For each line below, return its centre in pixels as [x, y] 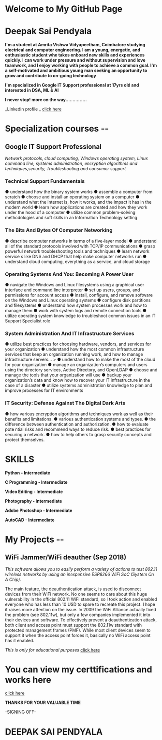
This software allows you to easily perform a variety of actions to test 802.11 [81, 569]
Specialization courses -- [57, 129]
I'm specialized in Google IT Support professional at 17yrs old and [72, 85]
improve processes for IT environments [44, 390]
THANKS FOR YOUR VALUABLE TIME [43, 703]
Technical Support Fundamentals [45, 181]
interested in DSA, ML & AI [32, 90]
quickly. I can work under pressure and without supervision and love [75, 60]
